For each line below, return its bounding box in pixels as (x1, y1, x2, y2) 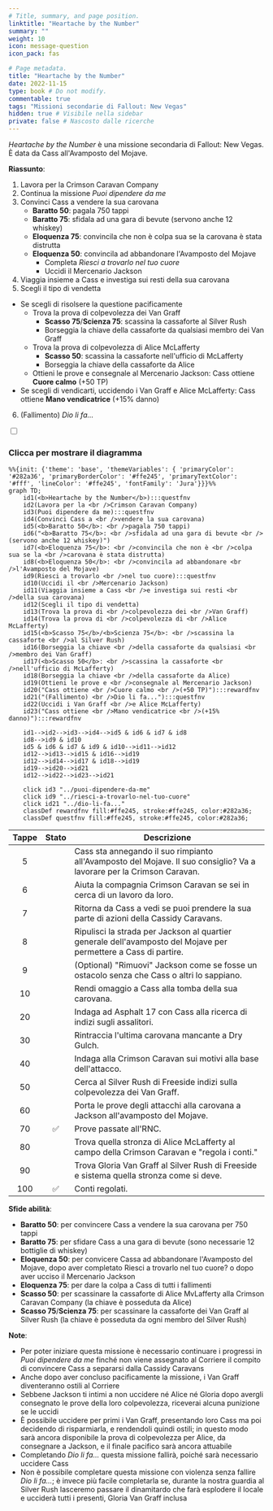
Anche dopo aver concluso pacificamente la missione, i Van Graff (19, 1372, 240, 1383)
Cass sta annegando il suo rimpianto (74, 846, 214, 857)
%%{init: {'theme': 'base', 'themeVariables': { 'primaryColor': (8, 465, 234, 474)
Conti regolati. (74, 1183, 128, 1195)
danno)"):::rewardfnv (8, 715, 82, 723)
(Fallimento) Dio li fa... (19, 410, 94, 420)
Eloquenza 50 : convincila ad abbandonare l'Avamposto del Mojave (32, 249, 257, 259)
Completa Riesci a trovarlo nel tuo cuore (44, 258, 180, 267)
